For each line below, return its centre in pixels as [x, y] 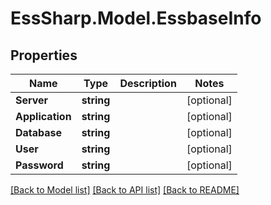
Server [32, 100]
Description [148, 83]
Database [39, 132]
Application [43, 116]
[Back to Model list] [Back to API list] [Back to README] [125, 190]
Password [39, 165]
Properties [44, 55]
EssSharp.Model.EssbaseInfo [136, 18]
